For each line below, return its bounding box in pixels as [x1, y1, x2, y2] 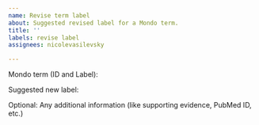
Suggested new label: [8, 85, 79, 95]
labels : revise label [8, 33, 80, 42]
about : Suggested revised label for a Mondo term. [8, 19, 179, 27]
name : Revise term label [8, 11, 90, 20]
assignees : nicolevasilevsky [8, 41, 105, 49]
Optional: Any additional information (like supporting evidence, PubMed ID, [8, 100, 252, 110]
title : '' [8, 26, 41, 34]
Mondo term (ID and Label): [8, 70, 99, 79]
